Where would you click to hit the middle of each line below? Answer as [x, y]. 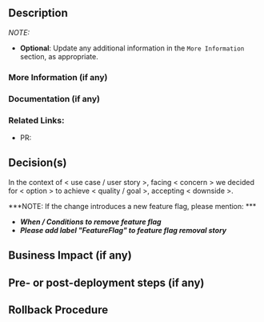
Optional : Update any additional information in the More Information [132, 48]
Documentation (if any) [54, 99]
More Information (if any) [58, 77]
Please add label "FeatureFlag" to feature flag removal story [123, 230]
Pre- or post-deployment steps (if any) [106, 282]
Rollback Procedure [58, 310]
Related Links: [36, 120]
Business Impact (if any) [70, 256]
